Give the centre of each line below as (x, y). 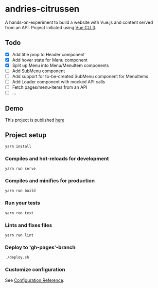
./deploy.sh (17, 257)
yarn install (18, 146)
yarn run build (20, 191)
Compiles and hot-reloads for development (57, 159)
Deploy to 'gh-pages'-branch (40, 247)
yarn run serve (20, 169)
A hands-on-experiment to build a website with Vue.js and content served (79, 22)
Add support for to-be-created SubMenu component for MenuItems (80, 76)
